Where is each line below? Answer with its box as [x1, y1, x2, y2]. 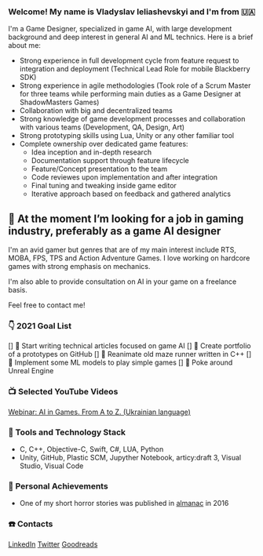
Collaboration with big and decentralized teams [19, 106, 173, 115]
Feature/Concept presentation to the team [31, 164, 167, 174]
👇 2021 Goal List [8, 321, 72, 332]
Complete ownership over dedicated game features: [19, 140, 188, 149]
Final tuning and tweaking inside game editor [31, 181, 177, 191]
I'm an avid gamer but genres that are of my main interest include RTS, [8, 245, 237, 255]
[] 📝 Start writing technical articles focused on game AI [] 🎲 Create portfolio [8, 341, 251, 351]
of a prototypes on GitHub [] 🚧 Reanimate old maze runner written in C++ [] [8, 350, 252, 359]
